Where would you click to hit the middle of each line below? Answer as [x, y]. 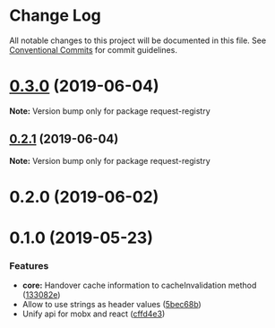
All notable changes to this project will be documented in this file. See [138, 40]
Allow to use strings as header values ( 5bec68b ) [112, 305]
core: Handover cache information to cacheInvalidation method [139, 285]
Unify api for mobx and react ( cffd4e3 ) [94, 314]
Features [29, 265]
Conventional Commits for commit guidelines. [93, 49]
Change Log [55, 16]
